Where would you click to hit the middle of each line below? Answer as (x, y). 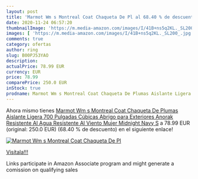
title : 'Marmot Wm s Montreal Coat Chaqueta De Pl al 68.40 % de (88, 17)
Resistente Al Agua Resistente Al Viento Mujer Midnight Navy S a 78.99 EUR (98, 123)
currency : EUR (24, 72)
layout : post (22, 11)
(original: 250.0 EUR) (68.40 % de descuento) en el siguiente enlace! (90, 129)
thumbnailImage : (26, 28)
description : (22, 61)
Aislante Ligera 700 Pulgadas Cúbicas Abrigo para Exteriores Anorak (90, 117)
